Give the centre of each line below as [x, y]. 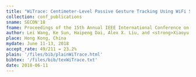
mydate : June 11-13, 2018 [37, 44]
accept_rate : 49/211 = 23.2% [41, 49]
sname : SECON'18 [26, 22]
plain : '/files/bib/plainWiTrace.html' [55, 54]
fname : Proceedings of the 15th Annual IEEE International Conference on [98, 27]
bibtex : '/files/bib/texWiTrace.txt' [52, 60]
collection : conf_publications [44, 17]
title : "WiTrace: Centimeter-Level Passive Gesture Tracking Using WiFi [96, 11]
